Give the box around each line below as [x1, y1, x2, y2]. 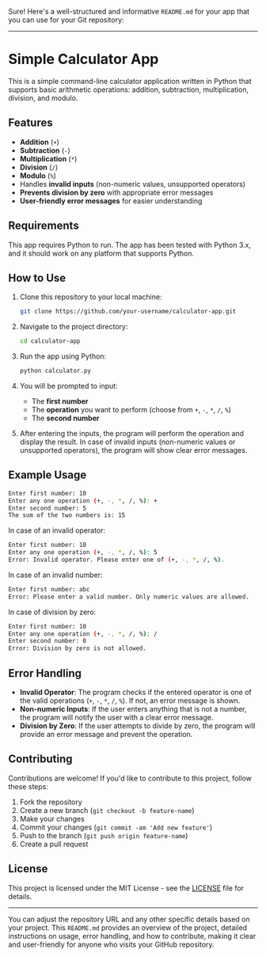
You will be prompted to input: [19, 382, 118, 390]
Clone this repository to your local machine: [19, 292, 162, 302]
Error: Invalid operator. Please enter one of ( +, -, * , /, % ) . [8, 556, 225, 564]
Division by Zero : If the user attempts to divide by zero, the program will [19, 721, 256, 731]
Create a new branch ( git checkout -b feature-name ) [19, 805, 195, 815]
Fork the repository [19, 797, 83, 807]
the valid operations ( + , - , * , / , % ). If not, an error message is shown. [19, 696, 241, 705]
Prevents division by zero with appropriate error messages [19, 188, 214, 197]
